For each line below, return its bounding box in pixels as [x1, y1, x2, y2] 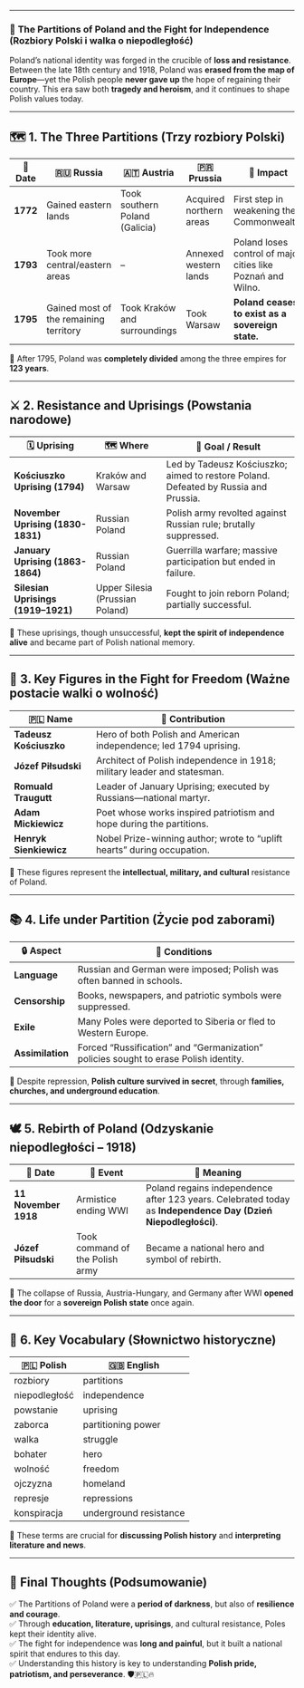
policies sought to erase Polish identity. [77, 1052, 244, 1065]
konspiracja [14, 1507, 63, 1519]
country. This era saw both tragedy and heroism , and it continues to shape [9, 83, 290, 95]
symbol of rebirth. [146, 1253, 222, 1266]
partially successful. [166, 598, 252, 611]
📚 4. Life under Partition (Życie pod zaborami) [9, 912, 276, 928]
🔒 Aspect [21, 944, 62, 957]
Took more [46, 247, 92, 260]
